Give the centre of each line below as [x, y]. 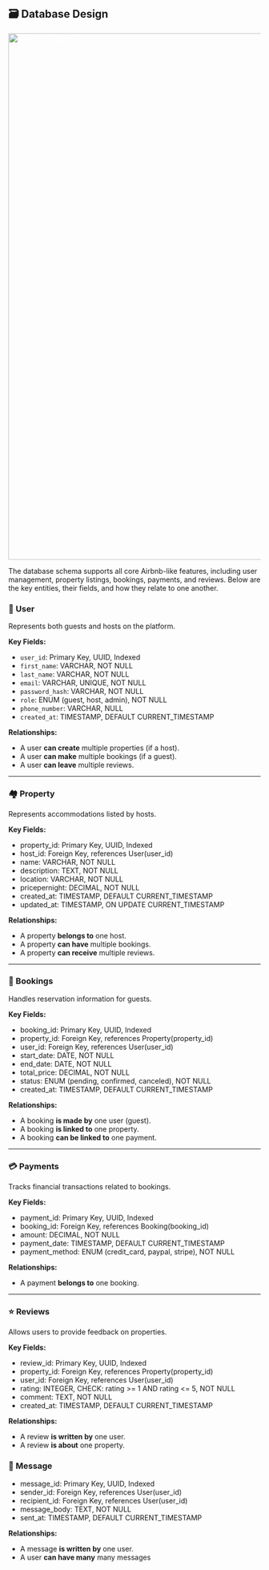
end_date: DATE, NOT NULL [66, 1063]
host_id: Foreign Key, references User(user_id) [96, 854]
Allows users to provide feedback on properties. [88, 1332]
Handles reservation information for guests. [80, 999]
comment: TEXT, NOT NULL [66, 1397]
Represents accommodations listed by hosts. [82, 814]
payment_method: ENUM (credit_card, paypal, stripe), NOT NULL [127, 1252]
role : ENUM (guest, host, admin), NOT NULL [93, 700]
